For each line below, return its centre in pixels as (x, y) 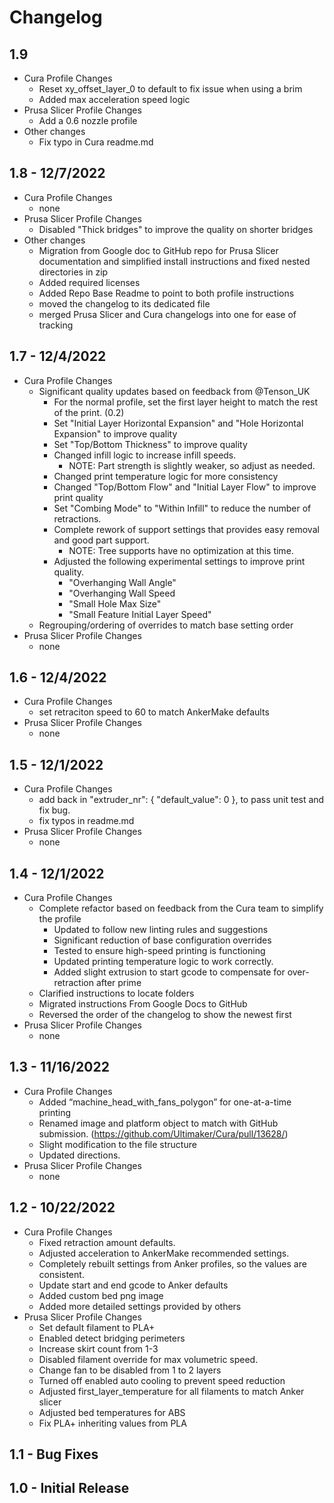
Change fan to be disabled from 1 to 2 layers (130, 1370)
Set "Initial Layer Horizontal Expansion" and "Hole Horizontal (178, 423)
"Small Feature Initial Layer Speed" (140, 614)
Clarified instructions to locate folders (116, 993)
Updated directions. (79, 1155)
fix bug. (54, 810)
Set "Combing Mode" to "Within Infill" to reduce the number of (182, 508)
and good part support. (101, 540)
